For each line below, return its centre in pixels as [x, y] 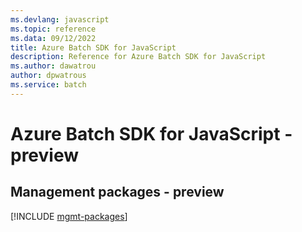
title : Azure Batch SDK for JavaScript [93, 47]
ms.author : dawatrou [53, 66]
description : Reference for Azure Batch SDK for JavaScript [138, 57]
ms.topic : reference [53, 29]
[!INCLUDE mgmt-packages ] [69, 216]
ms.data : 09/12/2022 [53, 38]
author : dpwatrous [48, 76]
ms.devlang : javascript [60, 19]
